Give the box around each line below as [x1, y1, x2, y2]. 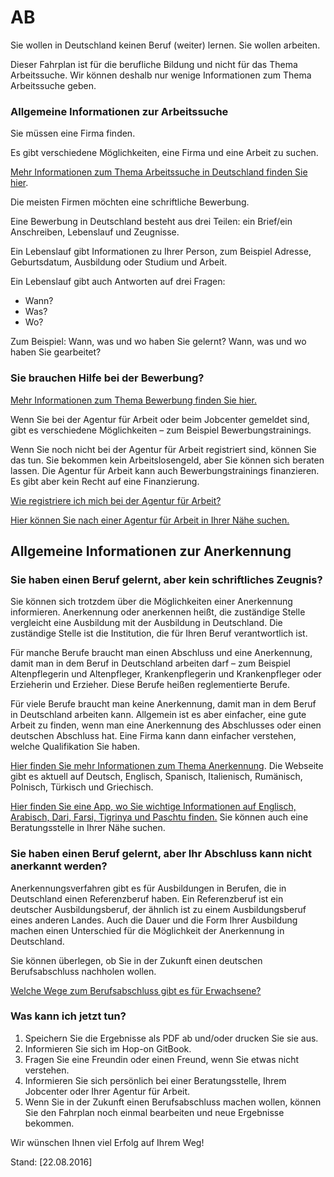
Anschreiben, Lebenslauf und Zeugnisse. [10, 226, 180, 238]
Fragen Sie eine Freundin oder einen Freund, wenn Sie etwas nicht [24, 1053, 300, 1065]
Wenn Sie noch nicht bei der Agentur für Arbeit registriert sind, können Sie [10, 443, 317, 455]
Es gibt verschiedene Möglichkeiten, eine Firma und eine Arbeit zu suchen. [10, 147, 319, 159]
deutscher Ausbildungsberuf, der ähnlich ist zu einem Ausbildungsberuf [10, 903, 307, 915]
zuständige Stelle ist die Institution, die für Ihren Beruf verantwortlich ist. [10, 627, 308, 640]
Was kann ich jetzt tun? [10, 1009, 127, 1023]
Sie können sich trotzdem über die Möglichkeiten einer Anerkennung [10, 596, 293, 608]
